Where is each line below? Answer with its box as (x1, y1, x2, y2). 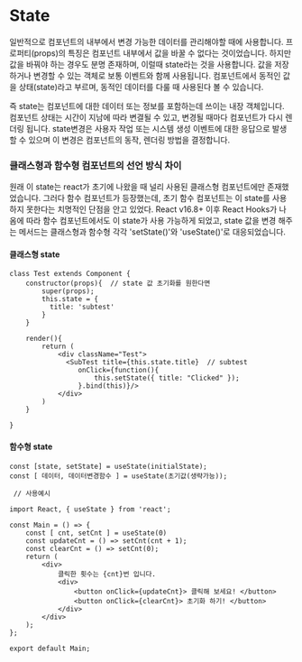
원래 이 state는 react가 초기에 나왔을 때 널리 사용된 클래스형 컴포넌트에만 (9, 181, 266, 192)
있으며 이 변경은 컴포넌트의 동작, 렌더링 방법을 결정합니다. (28, 134, 231, 145)
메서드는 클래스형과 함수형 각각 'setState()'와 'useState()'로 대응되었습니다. (18, 226, 287, 237)
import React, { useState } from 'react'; (9, 504, 171, 514)
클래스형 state (9, 249, 60, 260)
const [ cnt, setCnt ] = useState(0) (25, 529, 168, 538)
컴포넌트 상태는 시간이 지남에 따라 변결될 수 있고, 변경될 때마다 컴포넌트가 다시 (9, 112, 284, 123)
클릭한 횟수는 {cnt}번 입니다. (57, 569, 156, 578)
